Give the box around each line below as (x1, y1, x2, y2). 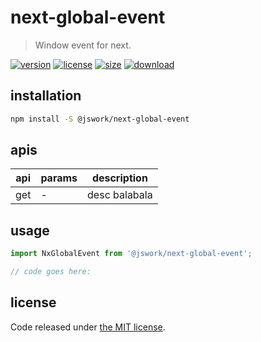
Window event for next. (34, 39, 132, 51)
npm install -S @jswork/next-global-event (10, 114, 190, 124)
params (40, 171, 78, 185)
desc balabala (87, 188, 153, 202)
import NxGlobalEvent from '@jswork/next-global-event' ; (10, 249, 253, 259)
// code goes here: (10, 267, 92, 277)
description (91, 171, 148, 185)
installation (10, 87, 82, 105)
